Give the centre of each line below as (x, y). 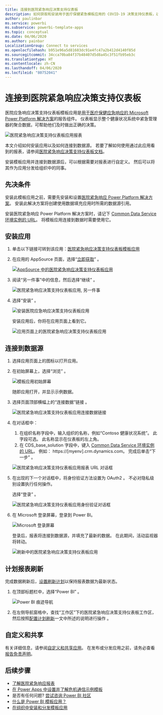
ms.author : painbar (25, 41)
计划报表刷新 (24, 569)
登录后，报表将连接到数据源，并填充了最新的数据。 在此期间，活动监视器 (85, 536)
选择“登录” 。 (25, 494)
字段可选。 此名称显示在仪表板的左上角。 (60, 439)
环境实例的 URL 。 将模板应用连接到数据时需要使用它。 (59, 219)
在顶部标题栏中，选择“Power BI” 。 (47, 592)
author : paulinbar (24, 18)
